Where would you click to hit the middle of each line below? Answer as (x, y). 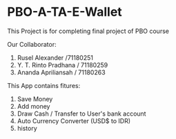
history (27, 128)
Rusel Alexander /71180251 (55, 57)
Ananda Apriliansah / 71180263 (61, 72)
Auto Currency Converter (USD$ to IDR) (74, 120)
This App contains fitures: (44, 85)
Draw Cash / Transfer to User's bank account (81, 114)
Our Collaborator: (32, 44)
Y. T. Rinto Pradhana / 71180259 (62, 65)
